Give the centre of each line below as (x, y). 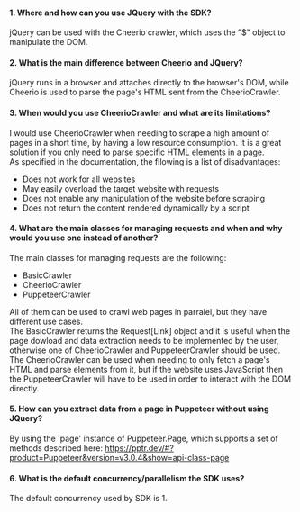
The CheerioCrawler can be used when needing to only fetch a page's (140, 359)
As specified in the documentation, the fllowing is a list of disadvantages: (145, 161)
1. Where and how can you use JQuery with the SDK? (110, 13)
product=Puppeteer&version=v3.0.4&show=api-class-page (119, 458)
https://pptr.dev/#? (139, 448)
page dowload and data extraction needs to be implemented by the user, (144, 340)
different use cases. (46, 321)
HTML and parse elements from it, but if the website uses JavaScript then (146, 369)
